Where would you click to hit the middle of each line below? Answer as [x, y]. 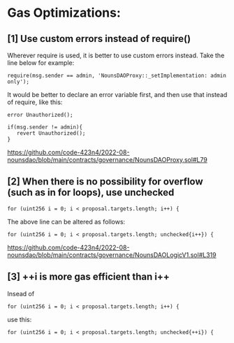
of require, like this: [35, 102]
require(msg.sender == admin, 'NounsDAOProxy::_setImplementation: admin [117, 75]
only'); [19, 82]
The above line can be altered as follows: [66, 221]
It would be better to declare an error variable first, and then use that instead [117, 95]
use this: [20, 319]
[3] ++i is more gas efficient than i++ [88, 277]
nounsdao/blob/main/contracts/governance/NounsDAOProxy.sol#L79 [107, 160]
